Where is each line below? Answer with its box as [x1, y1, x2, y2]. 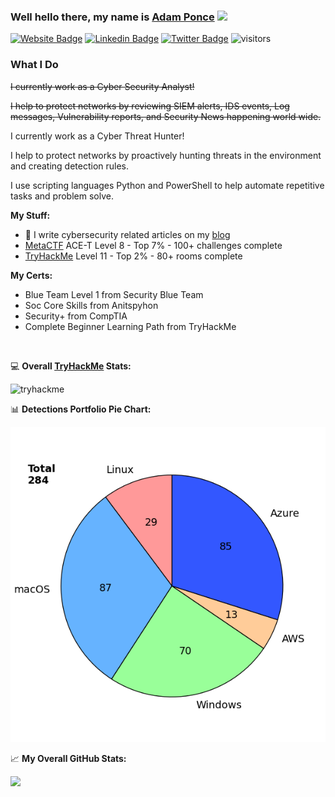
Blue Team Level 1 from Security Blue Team [24, 288, 204, 300]
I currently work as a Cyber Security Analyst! [10, 80, 195, 92]
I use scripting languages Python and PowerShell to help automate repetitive [10, 179, 325, 191]
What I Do [10, 58, 59, 72]
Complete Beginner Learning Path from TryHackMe [24, 320, 237, 332]
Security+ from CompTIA [24, 310, 128, 322]
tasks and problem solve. [10, 190, 114, 202]
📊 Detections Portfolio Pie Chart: [10, 403, 152, 415]
